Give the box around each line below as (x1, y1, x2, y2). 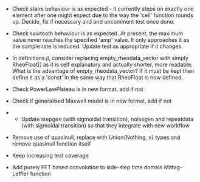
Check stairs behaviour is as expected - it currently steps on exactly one (12, 5, 194, 12)
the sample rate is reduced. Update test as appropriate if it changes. (12, 42, 184, 50)
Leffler (12, 170, 29, 177)
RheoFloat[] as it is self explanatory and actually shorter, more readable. (12, 61, 193, 68)
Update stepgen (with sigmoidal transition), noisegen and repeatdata (21, 115, 194, 123)
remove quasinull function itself (12, 140, 91, 147)
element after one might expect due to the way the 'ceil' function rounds (12, 12, 193, 19)
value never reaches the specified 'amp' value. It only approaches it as (12, 36, 190, 43)
